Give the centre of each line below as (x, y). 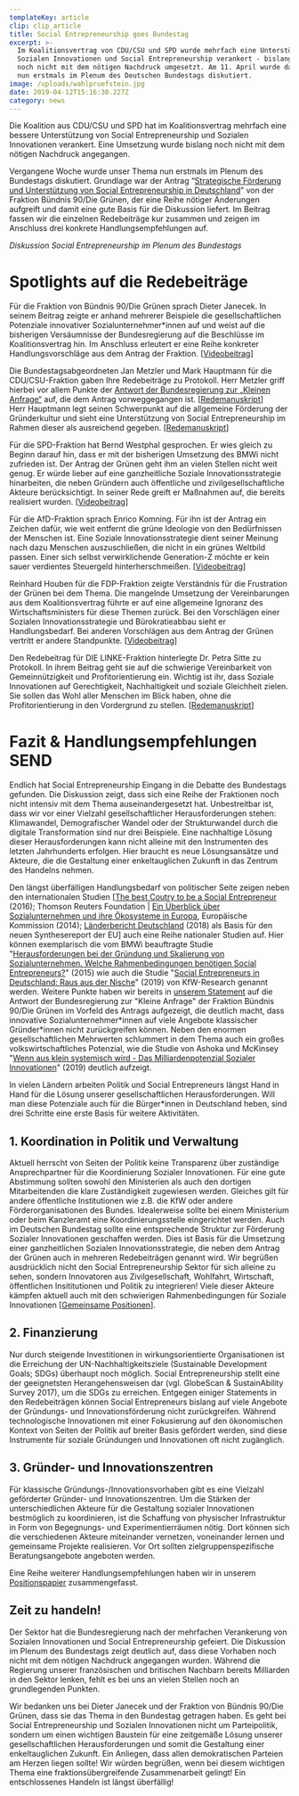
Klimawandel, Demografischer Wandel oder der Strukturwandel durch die (144, 823)
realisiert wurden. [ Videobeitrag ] (69, 502)
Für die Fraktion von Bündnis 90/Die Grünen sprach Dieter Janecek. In (138, 306)
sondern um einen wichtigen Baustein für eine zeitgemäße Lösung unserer (146, 1734)
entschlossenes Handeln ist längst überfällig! (92, 1782)
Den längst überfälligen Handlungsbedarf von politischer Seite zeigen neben (149, 887)
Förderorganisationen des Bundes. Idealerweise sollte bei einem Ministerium (149, 1210)
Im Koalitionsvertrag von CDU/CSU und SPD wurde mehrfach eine (137, 51)
